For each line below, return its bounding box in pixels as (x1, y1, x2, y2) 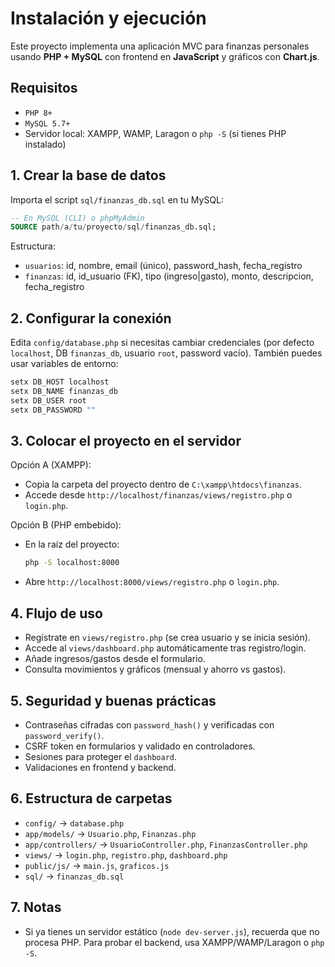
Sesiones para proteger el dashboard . (24, 750, 178, 762)
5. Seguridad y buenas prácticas (10, 692, 217, 709)
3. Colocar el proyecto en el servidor (10, 433, 242, 450)
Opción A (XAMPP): (10, 459, 92, 471)
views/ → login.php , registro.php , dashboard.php (24, 848, 228, 861)
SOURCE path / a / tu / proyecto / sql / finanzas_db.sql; (10, 222, 217, 232)
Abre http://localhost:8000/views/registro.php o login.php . (24, 576, 280, 588)
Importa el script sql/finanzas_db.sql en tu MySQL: (10, 193, 225, 206)
